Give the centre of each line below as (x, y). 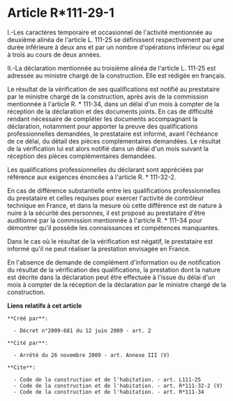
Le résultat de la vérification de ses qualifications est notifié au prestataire (113, 89)
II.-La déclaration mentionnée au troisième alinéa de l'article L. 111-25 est (112, 68)
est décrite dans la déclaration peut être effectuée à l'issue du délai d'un (111, 277)
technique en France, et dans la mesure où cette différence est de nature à (115, 205)
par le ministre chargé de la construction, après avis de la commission (108, 97)
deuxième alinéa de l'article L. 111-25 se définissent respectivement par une (116, 39)
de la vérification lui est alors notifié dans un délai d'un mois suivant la (108, 148)
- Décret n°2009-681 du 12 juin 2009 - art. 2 (82, 330)
